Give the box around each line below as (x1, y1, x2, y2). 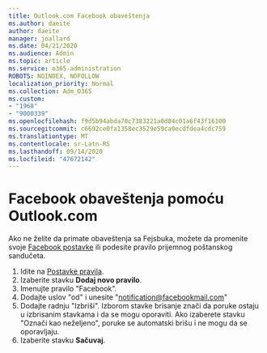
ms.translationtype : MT (8, 132, 89, 140)
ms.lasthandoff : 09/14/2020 (8, 147, 104, 155)
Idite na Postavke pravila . (19, 266, 104, 276)
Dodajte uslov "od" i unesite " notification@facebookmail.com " (19, 292, 228, 302)
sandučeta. (8, 251, 46, 261)
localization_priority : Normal (8, 79, 114, 87)
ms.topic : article (8, 57, 70, 66)
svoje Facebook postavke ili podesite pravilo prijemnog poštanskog (8, 242, 233, 252)
